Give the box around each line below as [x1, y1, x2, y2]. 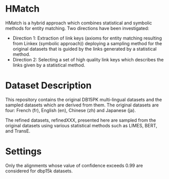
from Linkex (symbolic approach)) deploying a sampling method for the [12, 40, 162, 46]
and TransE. [5, 128, 31, 134]
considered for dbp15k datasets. [5, 168, 73, 174]
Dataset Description [5, 80, 92, 91]
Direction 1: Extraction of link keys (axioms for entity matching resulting [12, 35, 162, 41]
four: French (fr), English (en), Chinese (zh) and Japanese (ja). [5, 107, 136, 113]
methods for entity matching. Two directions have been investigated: [5, 25, 149, 31]
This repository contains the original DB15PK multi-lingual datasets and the [5, 96, 162, 102]
